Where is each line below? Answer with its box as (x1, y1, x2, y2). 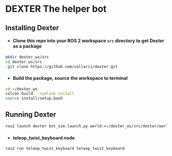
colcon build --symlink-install (5, 91, 74, 96)
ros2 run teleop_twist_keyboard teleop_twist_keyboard (5, 146, 125, 151)
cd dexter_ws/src (5, 59, 42, 64)
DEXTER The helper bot (5, 3, 107, 15)
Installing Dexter (5, 24, 59, 32)
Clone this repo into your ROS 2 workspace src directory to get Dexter (12, 38, 165, 44)
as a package (12, 43, 42, 49)
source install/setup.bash (5, 96, 63, 101)
